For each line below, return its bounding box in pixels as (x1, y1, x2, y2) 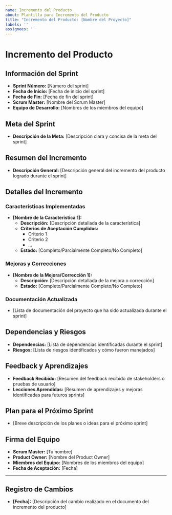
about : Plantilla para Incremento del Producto (5, 12, 109, 17)
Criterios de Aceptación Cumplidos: (20, 226, 99, 232)
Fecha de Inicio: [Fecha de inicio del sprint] (12, 88, 105, 95)
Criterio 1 (28, 231, 47, 237)
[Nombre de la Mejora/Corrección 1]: (12, 272, 92, 278)
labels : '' (5, 22, 29, 27)
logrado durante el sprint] (12, 173, 67, 179)
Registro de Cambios (5, 485, 73, 493)
